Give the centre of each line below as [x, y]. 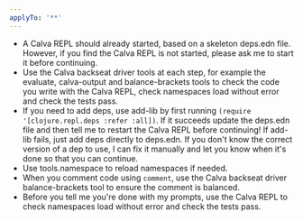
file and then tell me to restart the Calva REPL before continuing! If [145, 129]
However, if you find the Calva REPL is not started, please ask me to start [158, 53]
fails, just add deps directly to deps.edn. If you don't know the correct [163, 139]
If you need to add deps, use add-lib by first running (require [137, 110]
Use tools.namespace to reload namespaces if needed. [125, 168]
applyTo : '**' [36, 18]
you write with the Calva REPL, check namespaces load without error [151, 91]
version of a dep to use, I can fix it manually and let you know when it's [154, 149]
